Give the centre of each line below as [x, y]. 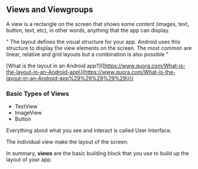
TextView [26, 106]
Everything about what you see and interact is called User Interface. [89, 131]
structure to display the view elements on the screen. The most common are [99, 48]
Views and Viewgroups [50, 10]
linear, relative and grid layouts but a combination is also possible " [87, 54]
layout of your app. [29, 160]
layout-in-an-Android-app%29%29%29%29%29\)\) [70, 78]
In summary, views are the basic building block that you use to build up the [98, 154]
